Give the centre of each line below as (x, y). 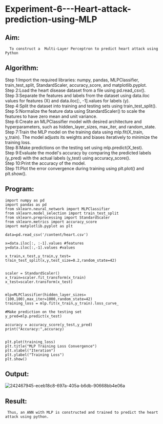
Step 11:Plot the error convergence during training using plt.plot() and (74, 168)
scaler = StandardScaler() (32, 273)
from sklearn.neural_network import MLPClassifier (58, 209)
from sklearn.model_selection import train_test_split (62, 213)
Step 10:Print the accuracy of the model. (46, 163)
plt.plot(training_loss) (30, 342)
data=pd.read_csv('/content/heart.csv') (47, 235)
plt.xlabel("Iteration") (30, 350)
